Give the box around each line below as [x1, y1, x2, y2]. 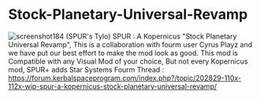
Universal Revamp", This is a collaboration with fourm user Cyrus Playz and [8, 39, 253, 49]
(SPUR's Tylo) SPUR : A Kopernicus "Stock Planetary [65, 31, 237, 41]
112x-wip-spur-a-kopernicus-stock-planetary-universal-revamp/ [8, 81, 217, 91]
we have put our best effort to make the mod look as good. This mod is [8, 48, 239, 57]
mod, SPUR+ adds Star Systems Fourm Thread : [8, 64, 165, 74]
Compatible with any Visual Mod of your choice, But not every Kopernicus [8, 57, 248, 66]
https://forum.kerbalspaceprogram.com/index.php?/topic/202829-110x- [8, 73, 242, 82]
